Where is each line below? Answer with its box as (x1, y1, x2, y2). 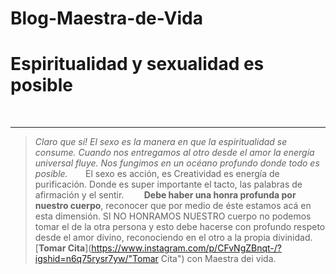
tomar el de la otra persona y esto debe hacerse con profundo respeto (34, 221, 326, 233)
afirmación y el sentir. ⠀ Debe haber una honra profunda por (34, 189, 297, 201)
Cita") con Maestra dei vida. (160, 253, 277, 265)
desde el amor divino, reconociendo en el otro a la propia (34, 232, 271, 244)
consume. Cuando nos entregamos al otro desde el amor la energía (34, 147, 315, 159)
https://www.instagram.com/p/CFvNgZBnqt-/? (91, 242, 282, 254)
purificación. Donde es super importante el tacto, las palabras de (34, 178, 303, 191)
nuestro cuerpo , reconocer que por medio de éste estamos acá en (34, 200, 312, 212)
